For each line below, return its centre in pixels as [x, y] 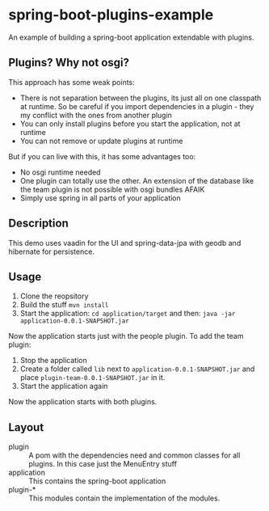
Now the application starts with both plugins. [83, 402]
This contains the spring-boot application [97, 481]
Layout [26, 427]
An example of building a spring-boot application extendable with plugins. [131, 37]
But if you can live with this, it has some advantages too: [102, 156]
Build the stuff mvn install [64, 305]
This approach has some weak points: [71, 82]
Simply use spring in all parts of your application [101, 198]
